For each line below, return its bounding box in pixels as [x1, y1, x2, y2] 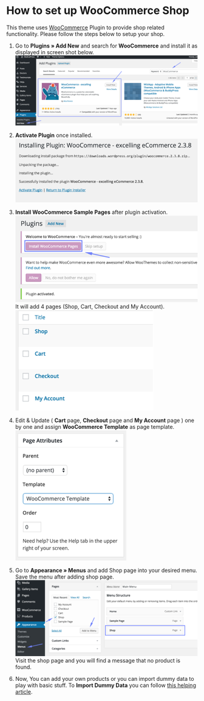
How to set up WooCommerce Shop [6, 4, 189, 18]
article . [15, 688, 33, 695]
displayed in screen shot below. [15, 48, 94, 55]
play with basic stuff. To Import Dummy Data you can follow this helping [15, 682, 196, 689]
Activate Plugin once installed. [15, 132, 93, 139]
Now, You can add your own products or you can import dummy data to [15, 675, 194, 682]
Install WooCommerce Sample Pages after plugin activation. [15, 208, 168, 216]
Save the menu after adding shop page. [15, 573, 114, 580]
